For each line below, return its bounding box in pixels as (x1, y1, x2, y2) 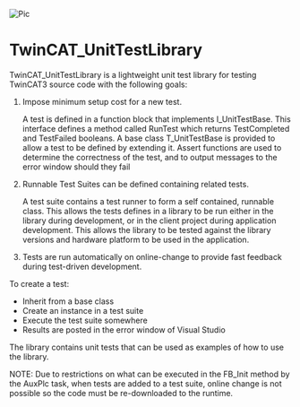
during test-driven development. (21, 261, 142, 272)
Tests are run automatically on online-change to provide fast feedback (21, 251, 282, 262)
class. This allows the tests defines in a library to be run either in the (21, 205, 274, 216)
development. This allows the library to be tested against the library (21, 224, 271, 235)
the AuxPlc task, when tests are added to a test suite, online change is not (9, 377, 282, 389)
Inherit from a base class (21, 296, 115, 307)
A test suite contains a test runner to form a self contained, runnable (21, 195, 275, 206)
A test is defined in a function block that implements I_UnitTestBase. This (21, 113, 291, 125)
